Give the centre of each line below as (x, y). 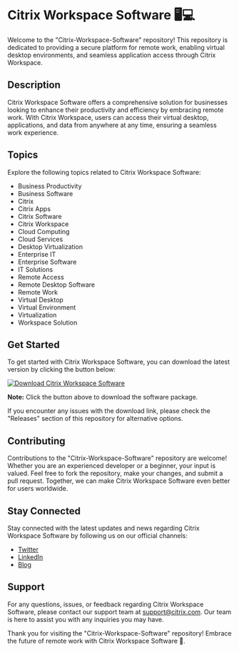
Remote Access (41, 277)
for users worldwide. (38, 489)
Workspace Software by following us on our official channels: (97, 536)
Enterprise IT (37, 254)
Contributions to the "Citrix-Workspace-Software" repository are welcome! (117, 458)
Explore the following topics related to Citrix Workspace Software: (104, 172)
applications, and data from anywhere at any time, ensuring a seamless (112, 125)
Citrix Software (40, 216)
